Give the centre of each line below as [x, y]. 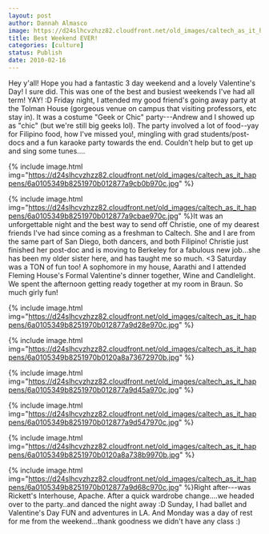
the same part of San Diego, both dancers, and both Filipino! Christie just [128, 241]
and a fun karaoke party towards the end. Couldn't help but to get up [140, 142]
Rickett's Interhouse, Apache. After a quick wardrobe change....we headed [131, 496]
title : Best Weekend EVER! [53, 38]
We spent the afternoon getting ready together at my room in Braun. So [126, 284]
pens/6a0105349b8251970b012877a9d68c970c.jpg [94, 487]
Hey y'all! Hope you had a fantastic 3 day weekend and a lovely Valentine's [132, 83]
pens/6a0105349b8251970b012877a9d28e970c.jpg [94, 325]
